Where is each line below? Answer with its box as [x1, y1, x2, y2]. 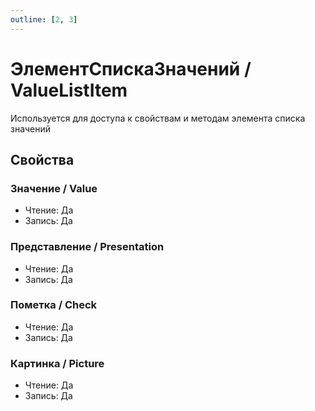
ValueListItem [10, 79, 128, 101]
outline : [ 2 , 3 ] [10, 14, 78, 25]
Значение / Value [10, 181, 98, 195]
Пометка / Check [10, 298, 98, 312]
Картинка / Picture [10, 356, 105, 370]
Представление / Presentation [10, 240, 165, 254]
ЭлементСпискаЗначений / [10, 57, 252, 80]
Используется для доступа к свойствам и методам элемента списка [10, 112, 306, 124]
